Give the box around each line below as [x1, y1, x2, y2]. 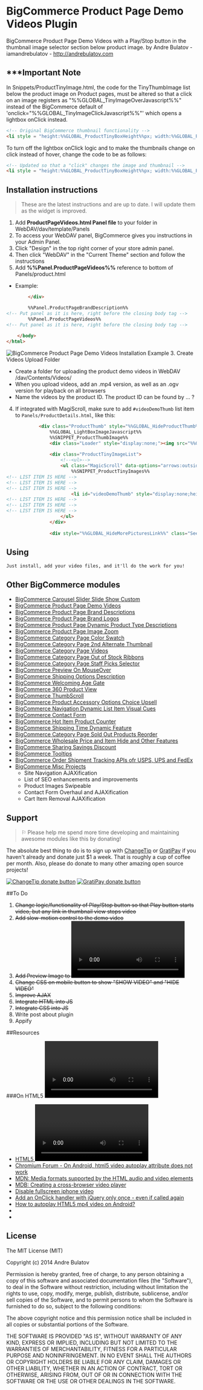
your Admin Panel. [14, 238, 62, 246]
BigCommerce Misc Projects [14, 763, 86, 770]
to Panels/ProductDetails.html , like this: [14, 412, 116, 419]
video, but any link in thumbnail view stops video [14, 908, 137, 915]
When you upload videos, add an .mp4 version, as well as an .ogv [14, 380, 179, 388]
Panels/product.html [14, 271, 66, 278]
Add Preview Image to [14, 972, 71, 979]
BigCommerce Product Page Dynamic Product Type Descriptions [14, 621, 177, 629]
